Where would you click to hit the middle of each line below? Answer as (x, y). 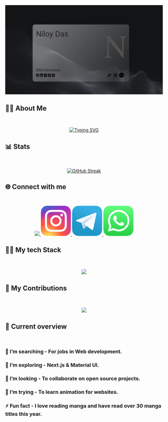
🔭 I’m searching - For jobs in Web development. (64, 352)
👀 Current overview (36, 326)
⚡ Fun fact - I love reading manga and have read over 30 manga (83, 405)
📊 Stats (18, 146)
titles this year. (24, 414)
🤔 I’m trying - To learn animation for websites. (62, 392)
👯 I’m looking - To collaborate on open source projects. (73, 379)
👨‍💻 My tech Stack (33, 250)
